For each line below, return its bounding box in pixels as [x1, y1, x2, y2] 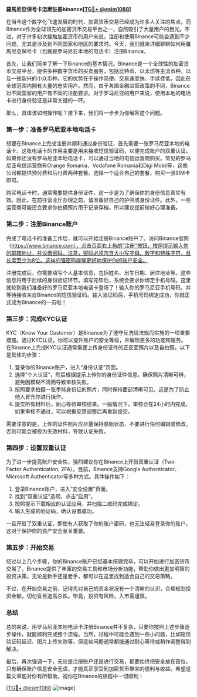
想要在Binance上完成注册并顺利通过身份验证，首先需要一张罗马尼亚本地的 [6, 140, 185, 147]
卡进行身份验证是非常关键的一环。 [6, 97, 89, 104]
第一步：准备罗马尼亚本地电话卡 [6, 125, 97, 134]
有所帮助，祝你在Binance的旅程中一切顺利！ [36, 672, 144, 679]
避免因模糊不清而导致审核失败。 [14, 378, 92, 385]
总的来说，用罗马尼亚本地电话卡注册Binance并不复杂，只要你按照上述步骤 [6, 623, 185, 630]
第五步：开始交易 [6, 543, 55, 552]
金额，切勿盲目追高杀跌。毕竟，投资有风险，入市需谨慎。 [11, 592, 150, 599]
